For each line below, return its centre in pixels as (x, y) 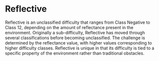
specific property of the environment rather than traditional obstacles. (75, 53)
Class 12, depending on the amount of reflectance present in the (69, 27)
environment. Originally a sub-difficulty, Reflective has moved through (75, 32)
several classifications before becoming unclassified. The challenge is (75, 38)
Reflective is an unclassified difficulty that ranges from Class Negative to (78, 22)
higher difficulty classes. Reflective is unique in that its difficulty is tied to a (79, 48)
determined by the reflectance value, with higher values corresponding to (79, 43)
